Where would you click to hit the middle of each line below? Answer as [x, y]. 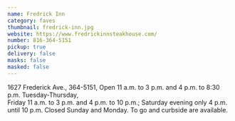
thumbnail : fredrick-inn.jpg [51, 27]
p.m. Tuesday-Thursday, [43, 95]
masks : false [27, 60]
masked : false [28, 67]
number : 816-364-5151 [40, 41]
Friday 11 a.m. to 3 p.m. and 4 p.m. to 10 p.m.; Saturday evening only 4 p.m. [117, 102]
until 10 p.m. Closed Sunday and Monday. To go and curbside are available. [117, 110]
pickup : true [27, 47]
